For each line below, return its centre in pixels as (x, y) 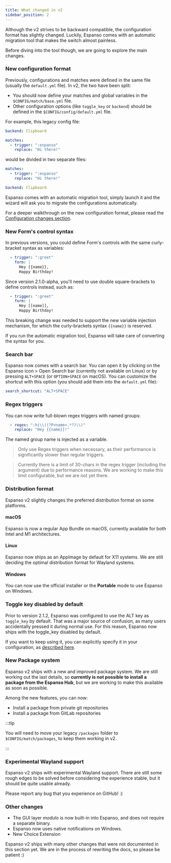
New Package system (33, 660)
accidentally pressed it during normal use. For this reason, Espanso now (81, 626)
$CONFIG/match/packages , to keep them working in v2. (61, 738)
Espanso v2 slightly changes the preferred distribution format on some (80, 500)
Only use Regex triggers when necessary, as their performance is (87, 449)
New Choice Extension (36, 834)
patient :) (15, 855)
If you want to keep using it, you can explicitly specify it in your (71, 642)
